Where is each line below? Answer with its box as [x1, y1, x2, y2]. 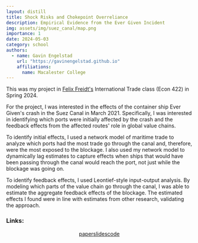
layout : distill [6, 8, 46, 15]
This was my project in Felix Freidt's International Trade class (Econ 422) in [6, 85, 189, 92]
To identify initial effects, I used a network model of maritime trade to [6, 134, 174, 141]
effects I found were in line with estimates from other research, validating [6, 196, 184, 203]
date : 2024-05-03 [6, 36, 49, 42]
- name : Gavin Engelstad [11, 53, 73, 59]
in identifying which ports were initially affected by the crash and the [6, 116, 173, 123]
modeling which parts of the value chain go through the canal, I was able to [6, 183, 190, 190]
